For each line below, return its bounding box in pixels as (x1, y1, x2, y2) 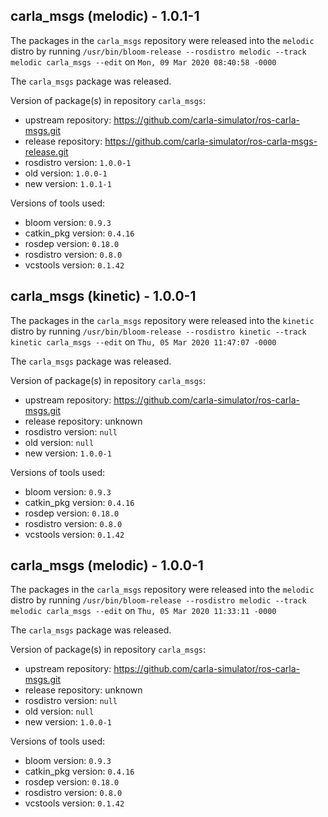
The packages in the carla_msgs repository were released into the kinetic (10, 314, 315, 326)
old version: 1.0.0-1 (24, 167, 108, 179)
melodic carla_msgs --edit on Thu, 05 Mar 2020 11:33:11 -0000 (10, 605, 277, 617)
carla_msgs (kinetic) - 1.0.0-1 (10, 288, 197, 305)
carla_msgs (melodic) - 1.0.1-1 (10, 8, 200, 25)
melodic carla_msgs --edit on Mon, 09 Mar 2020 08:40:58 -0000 (10, 55, 277, 68)
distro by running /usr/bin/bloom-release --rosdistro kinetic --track (10, 325, 307, 337)
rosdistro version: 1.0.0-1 (24, 156, 132, 168)
